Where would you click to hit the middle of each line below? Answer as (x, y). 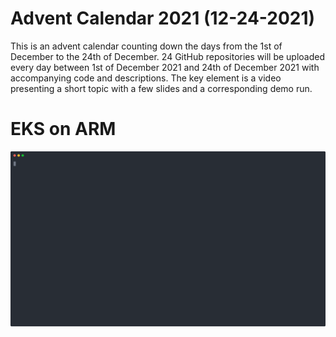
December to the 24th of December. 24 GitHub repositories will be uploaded (167, 56)
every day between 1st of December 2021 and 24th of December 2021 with (165, 67)
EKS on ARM (63, 129)
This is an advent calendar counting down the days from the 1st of (146, 46)
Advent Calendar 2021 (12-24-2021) (163, 18)
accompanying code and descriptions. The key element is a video (146, 78)
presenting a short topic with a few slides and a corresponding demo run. (161, 88)
